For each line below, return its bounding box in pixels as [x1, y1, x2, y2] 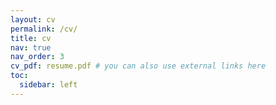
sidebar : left [19, 80, 78, 90]
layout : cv [10, 14, 56, 25]
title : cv [10, 33, 52, 43]
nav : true [10, 42, 52, 53]
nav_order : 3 [10, 52, 65, 62]
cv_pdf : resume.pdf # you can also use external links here [10, 61, 267, 71]
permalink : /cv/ [10, 24, 78, 34]
